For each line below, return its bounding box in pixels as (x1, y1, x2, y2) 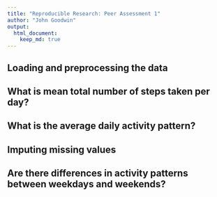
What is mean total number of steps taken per (7, 85, 211, 97)
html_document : (13, 29, 58, 37)
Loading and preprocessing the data (7, 62, 168, 74)
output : (7, 23, 30, 30)
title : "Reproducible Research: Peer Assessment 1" (7, 10, 160, 17)
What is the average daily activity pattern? (7, 120, 196, 132)
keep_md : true (20, 36, 61, 43)
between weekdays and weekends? (7, 178, 166, 190)
